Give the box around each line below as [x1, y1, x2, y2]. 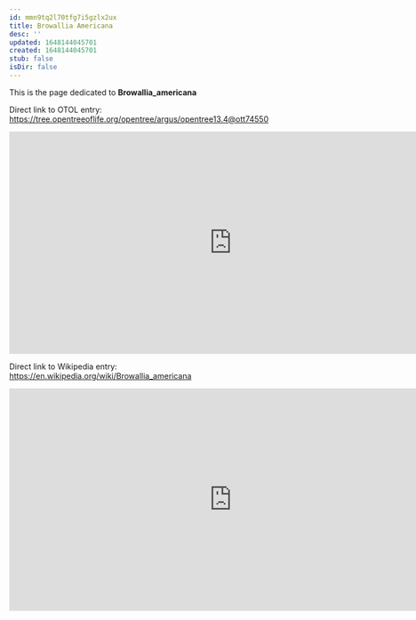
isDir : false [9, 63, 58, 72]
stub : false [9, 54, 53, 63]
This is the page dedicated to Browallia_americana [9, 86, 197, 98]
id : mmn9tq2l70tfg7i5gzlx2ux [9, 12, 117, 22]
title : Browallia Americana [9, 21, 114, 30]
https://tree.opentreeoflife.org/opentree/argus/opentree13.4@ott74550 [9, 113, 269, 125]
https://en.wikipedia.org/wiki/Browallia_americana [9, 370, 192, 381]
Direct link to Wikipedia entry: [9, 361, 117, 372]
